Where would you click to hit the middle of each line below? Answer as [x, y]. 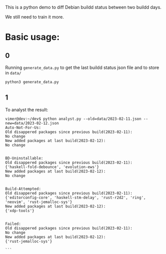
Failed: [13, 224]
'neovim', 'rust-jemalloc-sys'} [39, 202]
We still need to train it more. [35, 17]
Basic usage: [32, 37]
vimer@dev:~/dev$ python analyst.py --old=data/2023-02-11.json [73, 119]
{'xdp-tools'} [20, 210]
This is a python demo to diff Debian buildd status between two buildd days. [83, 7]
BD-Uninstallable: [24, 158]
